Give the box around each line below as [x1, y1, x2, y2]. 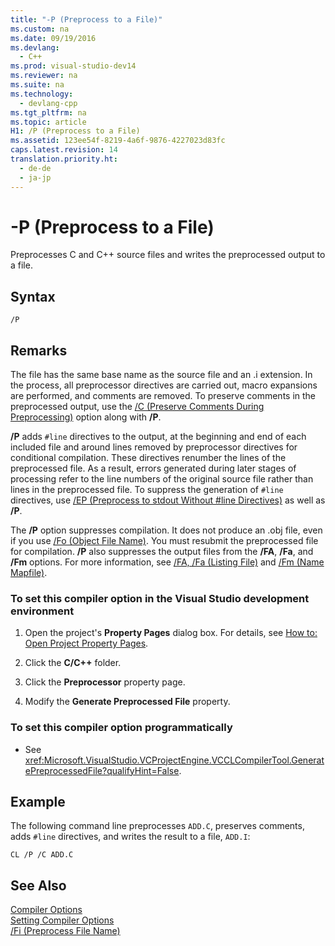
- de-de [19, 163, 52, 173]
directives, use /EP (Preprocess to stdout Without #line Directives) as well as [10, 494, 326, 506]
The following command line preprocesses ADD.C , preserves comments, [10, 820, 305, 832]
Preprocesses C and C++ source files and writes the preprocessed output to [10, 249, 326, 261]
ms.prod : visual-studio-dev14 [10, 61, 137, 71]
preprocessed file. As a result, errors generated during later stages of [10, 462, 297, 475]
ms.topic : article [10, 117, 87, 127]
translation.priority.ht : [10, 154, 118, 164]
